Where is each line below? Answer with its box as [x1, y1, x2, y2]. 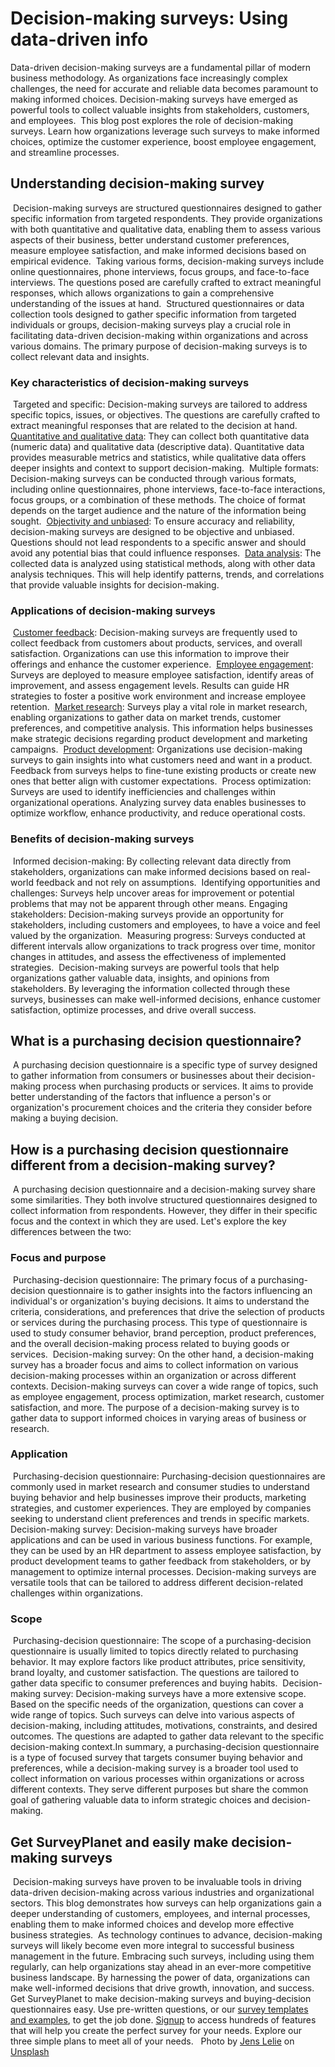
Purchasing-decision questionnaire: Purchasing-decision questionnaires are [12, 1470, 326, 1482]
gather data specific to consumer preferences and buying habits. [10, 1677, 278, 1689]
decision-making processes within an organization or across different [10, 1369, 297, 1381]
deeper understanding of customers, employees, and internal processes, [10, 1907, 311, 1919]
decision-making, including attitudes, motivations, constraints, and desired [10, 1720, 318, 1732]
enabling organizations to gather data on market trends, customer [10, 712, 282, 724]
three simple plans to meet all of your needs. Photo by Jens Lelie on [10, 2035, 295, 2047]
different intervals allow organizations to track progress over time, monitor [10, 940, 316, 952]
